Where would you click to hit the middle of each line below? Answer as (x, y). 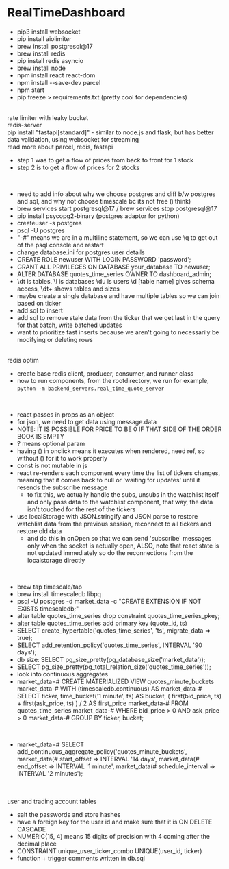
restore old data (39, 531)
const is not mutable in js (52, 465)
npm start (30, 90)
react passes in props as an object (66, 414)
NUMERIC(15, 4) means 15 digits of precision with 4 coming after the (113, 836)
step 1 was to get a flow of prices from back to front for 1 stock (105, 160)
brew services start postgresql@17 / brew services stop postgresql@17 (117, 208)
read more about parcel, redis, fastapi (60, 147)
